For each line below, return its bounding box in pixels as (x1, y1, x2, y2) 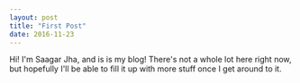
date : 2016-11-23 (9, 29, 75, 38)
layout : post (9, 12, 59, 22)
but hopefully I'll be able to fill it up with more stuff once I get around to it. (9, 63, 282, 74)
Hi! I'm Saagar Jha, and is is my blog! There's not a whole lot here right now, (9, 54, 292, 65)
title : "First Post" (9, 21, 87, 30)
